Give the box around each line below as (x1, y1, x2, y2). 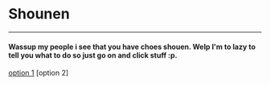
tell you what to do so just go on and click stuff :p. (8, 50, 178, 60)
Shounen (8, 5, 70, 23)
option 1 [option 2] (8, 68, 69, 78)
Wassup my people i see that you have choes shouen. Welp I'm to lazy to (8, 42, 256, 51)
